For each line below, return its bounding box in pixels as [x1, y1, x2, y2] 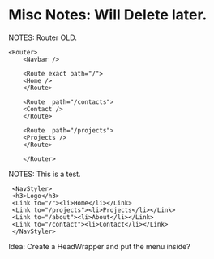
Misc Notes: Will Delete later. [8, 6, 208, 24]
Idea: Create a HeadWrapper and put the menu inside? [8, 241, 190, 251]
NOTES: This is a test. [8, 169, 81, 179]
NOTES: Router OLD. [8, 32, 77, 42]
